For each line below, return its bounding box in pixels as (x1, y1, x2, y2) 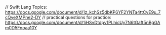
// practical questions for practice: (41, 15, 112, 20)
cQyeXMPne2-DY (5, 15, 41, 20)
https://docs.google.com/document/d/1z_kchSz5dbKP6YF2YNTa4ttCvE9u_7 (5, 9, 161, 15)
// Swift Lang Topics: (5, 4, 47, 10)
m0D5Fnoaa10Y (5, 25, 37, 31)
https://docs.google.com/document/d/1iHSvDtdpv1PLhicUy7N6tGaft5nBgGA (5, 19, 161, 25)
